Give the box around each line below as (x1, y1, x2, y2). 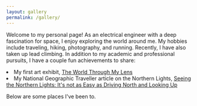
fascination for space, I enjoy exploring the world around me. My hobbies (6, 37, 187, 45)
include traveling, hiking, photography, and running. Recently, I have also (6, 43, 186, 51)
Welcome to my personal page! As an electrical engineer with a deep (6, 31, 177, 38)
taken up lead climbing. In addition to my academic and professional (6, 50, 175, 57)
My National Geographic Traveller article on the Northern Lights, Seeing (14, 75, 191, 82)
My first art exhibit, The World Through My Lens (14, 68, 133, 75)
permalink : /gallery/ (6, 14, 61, 20)
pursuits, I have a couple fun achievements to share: (6, 57, 136, 64)
